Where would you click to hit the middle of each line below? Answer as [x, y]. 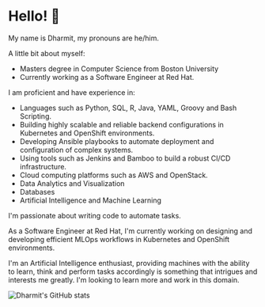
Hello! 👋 [34, 16]
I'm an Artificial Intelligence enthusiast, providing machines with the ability [129, 263]
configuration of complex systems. [76, 150]
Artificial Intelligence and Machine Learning [91, 200]
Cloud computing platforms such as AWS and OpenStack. [114, 175]
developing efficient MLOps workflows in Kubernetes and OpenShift [119, 239]
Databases [37, 191]
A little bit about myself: [47, 53]
